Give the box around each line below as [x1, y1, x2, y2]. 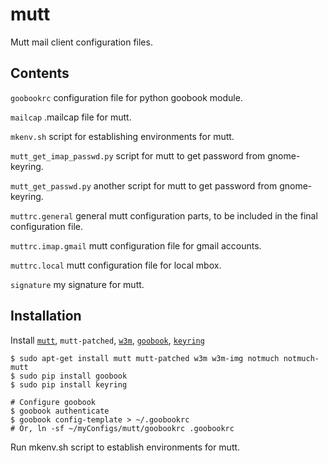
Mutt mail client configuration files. [10, 36, 153, 48]
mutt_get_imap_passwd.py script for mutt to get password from [10, 149, 266, 162]
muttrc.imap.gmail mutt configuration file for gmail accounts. [10, 239, 262, 252]
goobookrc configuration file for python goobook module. [10, 91, 243, 103]
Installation [10, 308, 82, 325]
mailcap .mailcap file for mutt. [10, 111, 132, 123]
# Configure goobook [10, 397, 97, 407]
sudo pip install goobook [19, 371, 128, 381]
